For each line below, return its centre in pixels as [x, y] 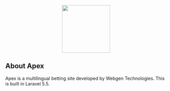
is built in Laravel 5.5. [28, 83]
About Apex [25, 66]
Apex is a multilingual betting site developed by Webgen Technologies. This [85, 78]
